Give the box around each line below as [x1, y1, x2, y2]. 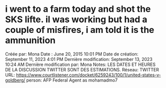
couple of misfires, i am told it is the [5, 25, 155, 35]
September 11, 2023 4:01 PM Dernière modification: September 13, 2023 [5, 56, 153, 62]
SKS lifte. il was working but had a [5, 14, 148, 25]
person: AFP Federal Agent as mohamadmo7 [26, 77, 118, 83]
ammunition [5, 35, 56, 46]
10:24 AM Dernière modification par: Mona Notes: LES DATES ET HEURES [5, 61, 156, 67]
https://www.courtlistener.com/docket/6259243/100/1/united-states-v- [16, 72, 161, 78]
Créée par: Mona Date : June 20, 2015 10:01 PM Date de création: [5, 51, 139, 57]
